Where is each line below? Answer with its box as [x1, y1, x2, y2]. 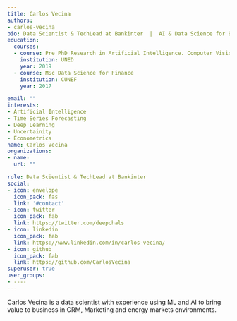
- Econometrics [7, 135, 52, 142]
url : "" [13, 161, 37, 168]
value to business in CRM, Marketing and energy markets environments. [7, 305, 217, 314]
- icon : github [7, 246, 52, 253]
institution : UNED [20, 56, 74, 63]
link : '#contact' [13, 200, 65, 207]
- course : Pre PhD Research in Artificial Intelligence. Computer [13, 50, 213, 57]
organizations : [7, 147, 52, 155]
